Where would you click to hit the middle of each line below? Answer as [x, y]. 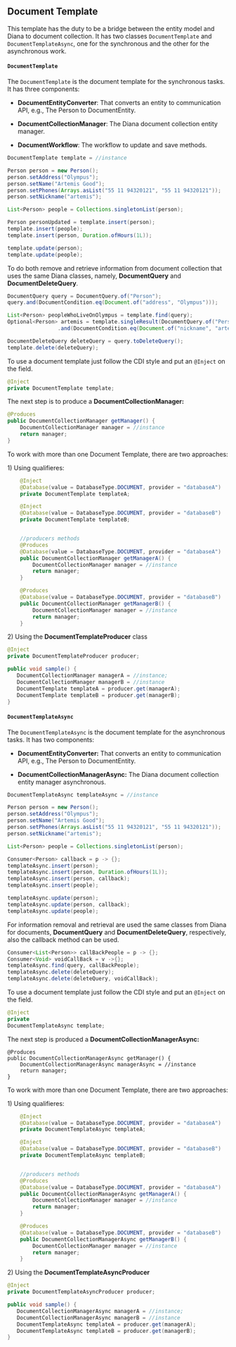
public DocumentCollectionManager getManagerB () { [96, 603]
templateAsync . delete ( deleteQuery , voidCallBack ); [83, 979]
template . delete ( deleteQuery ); [53, 347]
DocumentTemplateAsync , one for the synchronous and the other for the [108, 43]
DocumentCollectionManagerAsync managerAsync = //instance [108, 1064]
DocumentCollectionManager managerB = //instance [91, 682]
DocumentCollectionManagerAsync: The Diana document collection [118, 774]
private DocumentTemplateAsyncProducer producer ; [81, 1292]
